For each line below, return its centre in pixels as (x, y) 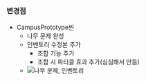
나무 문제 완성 (45, 36)
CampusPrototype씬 (45, 27)
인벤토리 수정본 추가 (54, 45)
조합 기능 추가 (56, 53)
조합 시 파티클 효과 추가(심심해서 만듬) (88, 62)
